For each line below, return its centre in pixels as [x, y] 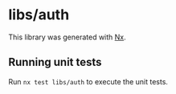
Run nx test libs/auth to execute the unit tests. [88, 81]
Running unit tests [55, 62]
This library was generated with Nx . [67, 37]
